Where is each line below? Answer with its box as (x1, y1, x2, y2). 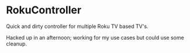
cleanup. (6, 40, 27, 47)
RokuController (6, 3, 82, 17)
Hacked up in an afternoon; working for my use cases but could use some (6, 34, 184, 41)
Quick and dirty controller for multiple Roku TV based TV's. (6, 23, 148, 30)
